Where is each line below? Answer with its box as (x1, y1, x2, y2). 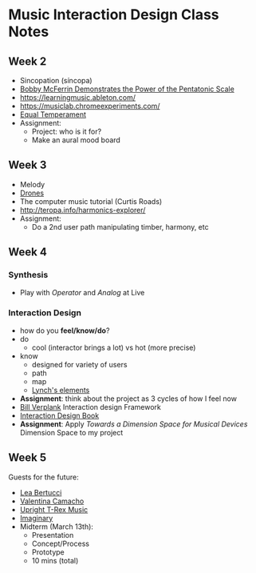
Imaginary (19, 513, 53, 523)
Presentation (31, 530, 74, 539)
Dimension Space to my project (19, 427, 124, 437)
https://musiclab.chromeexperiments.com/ (19, 102, 160, 110)
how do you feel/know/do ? (19, 326, 110, 335)
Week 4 (8, 246, 48, 259)
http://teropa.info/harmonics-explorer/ (19, 205, 146, 214)
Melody (19, 179, 45, 189)
